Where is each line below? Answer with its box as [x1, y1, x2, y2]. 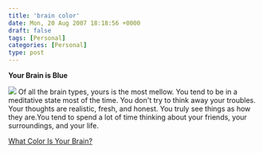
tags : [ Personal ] [8, 33, 66, 42]
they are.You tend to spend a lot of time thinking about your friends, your [8, 112, 247, 122]
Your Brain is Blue [8, 71, 68, 80]
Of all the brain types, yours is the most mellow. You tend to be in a [18, 87, 237, 96]
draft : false [8, 26, 52, 34]
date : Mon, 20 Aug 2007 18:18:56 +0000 [8, 19, 141, 27]
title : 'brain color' [8, 11, 80, 20]
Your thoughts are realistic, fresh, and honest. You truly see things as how [8, 104, 251, 113]
